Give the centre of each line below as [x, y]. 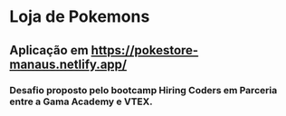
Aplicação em [49, 50]
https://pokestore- [145, 50]
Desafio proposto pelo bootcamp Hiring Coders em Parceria [143, 90]
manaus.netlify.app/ [68, 64]
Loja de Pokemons [80, 17]
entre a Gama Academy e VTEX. [81, 101]
